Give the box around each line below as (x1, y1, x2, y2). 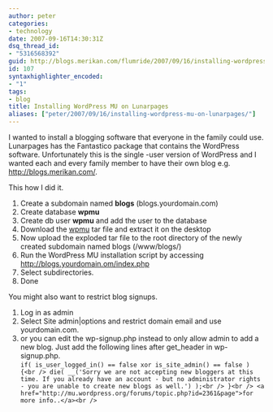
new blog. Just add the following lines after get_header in (19, 342, 213, 352)
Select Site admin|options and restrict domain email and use (19, 316, 222, 326)
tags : (8, 87, 27, 96)
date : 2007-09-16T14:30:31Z (8, 34, 104, 43)
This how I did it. (8, 183, 64, 192)
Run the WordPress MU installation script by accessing (19, 250, 205, 260)
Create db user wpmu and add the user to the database (19, 216, 207, 225)
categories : (8, 20, 49, 28)
